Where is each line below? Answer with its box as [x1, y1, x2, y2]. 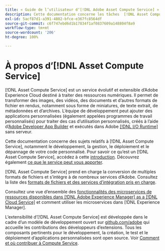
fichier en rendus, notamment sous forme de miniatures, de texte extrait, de [5, 102, 158, 108]
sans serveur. [5, 128, 33, 134]
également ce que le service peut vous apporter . [5, 159, 104, 165]
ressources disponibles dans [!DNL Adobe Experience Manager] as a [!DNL [5, 194, 158, 200]
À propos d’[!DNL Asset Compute [5, 60, 144, 71]
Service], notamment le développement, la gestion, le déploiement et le [5, 143, 150, 149]
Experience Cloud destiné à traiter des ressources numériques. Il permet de [5, 92, 159, 98]
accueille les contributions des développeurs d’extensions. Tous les [5, 224, 142, 230]
